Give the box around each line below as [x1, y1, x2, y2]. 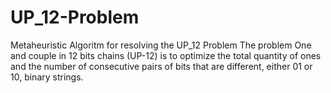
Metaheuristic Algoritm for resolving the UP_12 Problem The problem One [10, 39, 312, 51]
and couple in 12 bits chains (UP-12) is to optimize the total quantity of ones [10, 49, 322, 61]
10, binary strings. [10, 71, 84, 83]
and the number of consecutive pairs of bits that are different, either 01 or [10, 60, 313, 72]
